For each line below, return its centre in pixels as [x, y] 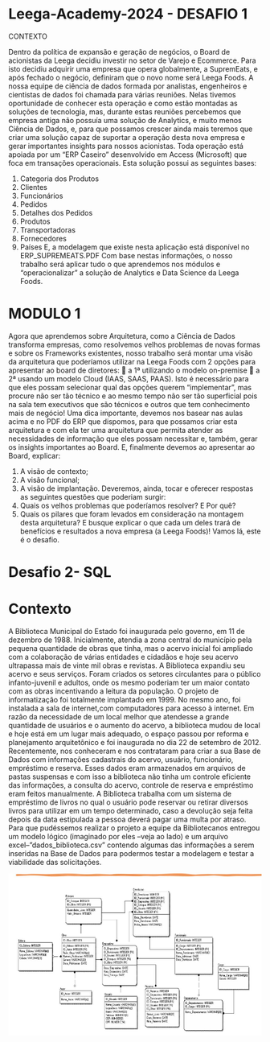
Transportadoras [48, 229]
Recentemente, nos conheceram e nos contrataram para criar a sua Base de [135, 751]
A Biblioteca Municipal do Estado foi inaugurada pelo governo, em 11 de [127, 631]
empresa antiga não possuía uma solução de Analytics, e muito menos [125, 120]
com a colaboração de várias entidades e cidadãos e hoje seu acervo [123, 657]
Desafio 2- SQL [60, 572]
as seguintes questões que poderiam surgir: [93, 496]
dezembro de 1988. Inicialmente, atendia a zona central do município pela [130, 640]
